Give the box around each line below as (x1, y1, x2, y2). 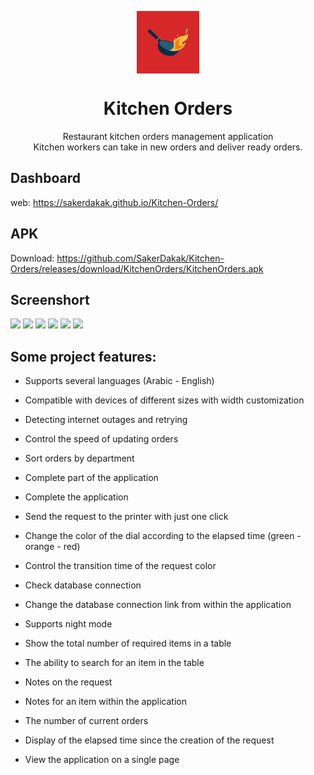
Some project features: (10, 348, 157, 365)
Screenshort (10, 291, 90, 308)
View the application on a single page (24, 754, 180, 766)
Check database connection (24, 579, 142, 591)
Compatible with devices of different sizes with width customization (24, 394, 305, 406)
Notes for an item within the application (24, 696, 187, 708)
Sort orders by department (24, 452, 135, 465)
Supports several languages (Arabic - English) (24, 375, 215, 387)
